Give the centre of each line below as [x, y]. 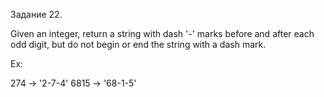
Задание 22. [36, 14]
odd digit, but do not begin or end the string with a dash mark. [138, 44]
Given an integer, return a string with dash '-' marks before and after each [162, 33]
